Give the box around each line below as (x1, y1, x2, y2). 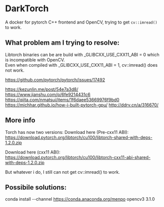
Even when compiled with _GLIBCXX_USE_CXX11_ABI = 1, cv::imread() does (5, 62, 158, 68)
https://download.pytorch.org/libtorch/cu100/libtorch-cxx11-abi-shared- (5, 154, 151, 160)
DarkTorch (5, 3, 49, 14)
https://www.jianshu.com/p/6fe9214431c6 (5, 91, 91, 97)
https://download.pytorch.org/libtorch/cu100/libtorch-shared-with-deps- (5, 134, 153, 140)
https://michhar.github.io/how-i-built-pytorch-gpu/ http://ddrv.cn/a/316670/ (5, 102, 159, 108)
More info (5, 116, 35, 125)
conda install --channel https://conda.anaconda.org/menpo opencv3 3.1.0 (5, 196, 155, 202)
